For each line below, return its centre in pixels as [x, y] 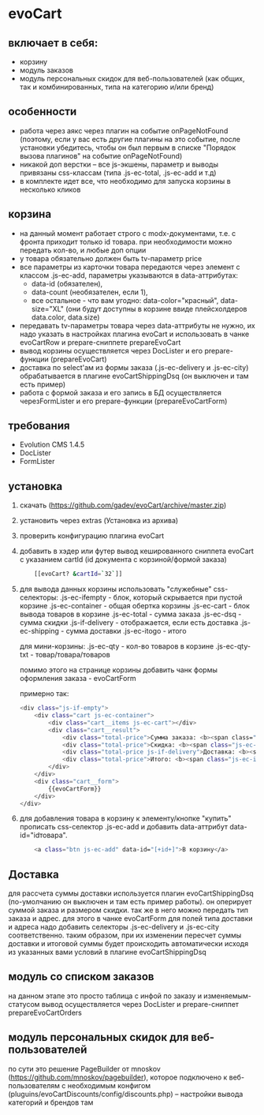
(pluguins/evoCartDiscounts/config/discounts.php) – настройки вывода [126, 1094]
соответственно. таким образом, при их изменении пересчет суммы [125, 935]
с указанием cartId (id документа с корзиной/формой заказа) [123, 559]
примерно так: [44, 694]
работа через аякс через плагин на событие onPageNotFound [124, 130]
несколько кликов [50, 189]
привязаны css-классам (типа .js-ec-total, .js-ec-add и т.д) [118, 172]
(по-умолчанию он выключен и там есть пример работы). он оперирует [130, 902]
